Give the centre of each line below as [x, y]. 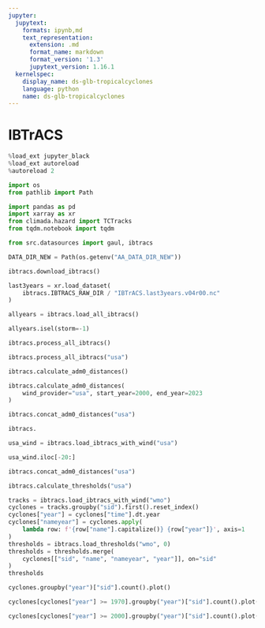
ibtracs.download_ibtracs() [54, 271]
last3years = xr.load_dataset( [60, 286]
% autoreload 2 [32, 170]
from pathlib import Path [50, 193]
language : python [51, 89]
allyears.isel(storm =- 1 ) [49, 329]
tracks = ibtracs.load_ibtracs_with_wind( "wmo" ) [90, 500]
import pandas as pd [42, 207]
